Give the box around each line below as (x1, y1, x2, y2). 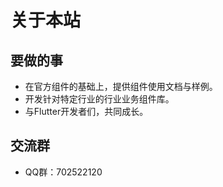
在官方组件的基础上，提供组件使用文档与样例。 (24, 81, 218, 92)
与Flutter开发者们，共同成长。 (24, 106, 149, 117)
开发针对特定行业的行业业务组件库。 (24, 93, 175, 105)
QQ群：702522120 (24, 166, 103, 178)
